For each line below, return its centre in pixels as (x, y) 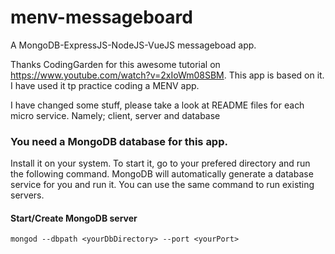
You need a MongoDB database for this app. (119, 141)
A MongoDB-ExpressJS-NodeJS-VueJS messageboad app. (133, 45)
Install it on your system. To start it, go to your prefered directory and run (160, 163)
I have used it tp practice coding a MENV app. (105, 85)
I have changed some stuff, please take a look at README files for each (157, 105)
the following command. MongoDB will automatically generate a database (162, 174)
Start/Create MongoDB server (74, 218)
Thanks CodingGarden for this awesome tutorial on (115, 64)
